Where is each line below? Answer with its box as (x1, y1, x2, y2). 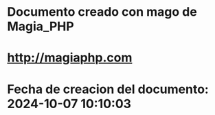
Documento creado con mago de (7, 4, 197, 20)
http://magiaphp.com (7, 50, 133, 66)
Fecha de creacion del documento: (7, 81, 210, 97)
